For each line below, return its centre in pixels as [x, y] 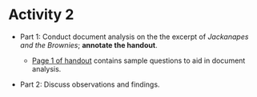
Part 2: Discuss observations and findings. [90, 84]
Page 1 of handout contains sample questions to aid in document [139, 60]
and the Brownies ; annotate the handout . [88, 45]
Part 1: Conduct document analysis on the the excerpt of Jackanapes [134, 37]
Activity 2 [41, 15]
